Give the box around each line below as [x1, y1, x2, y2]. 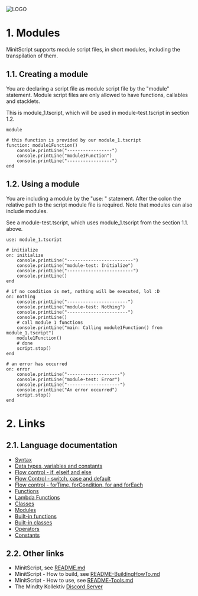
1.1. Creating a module [6, 69, 89, 79]
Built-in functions [14, 513, 57, 520]
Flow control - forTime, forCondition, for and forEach [14, 481, 143, 488]
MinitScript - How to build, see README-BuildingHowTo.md [14, 571, 161, 578]
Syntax [14, 456, 33, 463]
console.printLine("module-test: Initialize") [17, 262, 134, 269]
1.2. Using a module [6, 179, 80, 189]
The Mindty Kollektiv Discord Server [14, 583, 103, 590]
